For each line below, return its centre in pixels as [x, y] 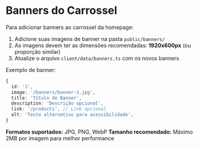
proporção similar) [38, 51]
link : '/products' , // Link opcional [59, 109]
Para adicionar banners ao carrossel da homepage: [70, 27]
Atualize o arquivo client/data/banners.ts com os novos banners [97, 58]
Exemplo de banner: [31, 69]
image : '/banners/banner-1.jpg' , [53, 92]
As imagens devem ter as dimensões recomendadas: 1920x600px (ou [103, 45]
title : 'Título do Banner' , [47, 98]
